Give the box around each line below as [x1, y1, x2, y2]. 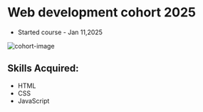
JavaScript [17, 96, 50, 105]
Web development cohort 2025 [7, 4, 197, 21]
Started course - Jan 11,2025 [17, 28, 103, 36]
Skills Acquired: [7, 62, 80, 75]
